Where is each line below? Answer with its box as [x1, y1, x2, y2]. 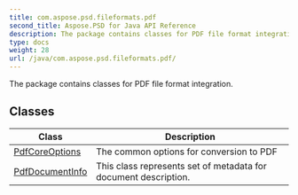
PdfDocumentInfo [13, 165, 88, 177]
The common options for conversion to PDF [96, 145, 278, 158]
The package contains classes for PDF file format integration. [9, 79, 233, 89]
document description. [96, 170, 191, 183]
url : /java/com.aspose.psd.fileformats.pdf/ [9, 54, 176, 63]
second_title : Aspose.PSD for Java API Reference [9, 21, 197, 30]
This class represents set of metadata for [96, 160, 268, 172]
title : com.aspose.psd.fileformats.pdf [9, 12, 157, 22]
